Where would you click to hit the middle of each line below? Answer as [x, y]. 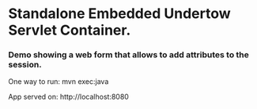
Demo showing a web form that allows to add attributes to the [128, 55]
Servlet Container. [70, 30]
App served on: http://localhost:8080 [68, 97]
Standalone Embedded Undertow [119, 14]
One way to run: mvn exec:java [59, 82]
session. [25, 65]
